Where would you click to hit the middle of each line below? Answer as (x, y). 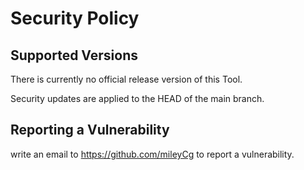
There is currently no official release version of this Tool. (126, 79)
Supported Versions (74, 55)
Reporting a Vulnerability (90, 130)
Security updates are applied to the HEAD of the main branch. (137, 98)
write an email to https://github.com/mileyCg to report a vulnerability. (152, 154)
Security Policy (75, 18)
